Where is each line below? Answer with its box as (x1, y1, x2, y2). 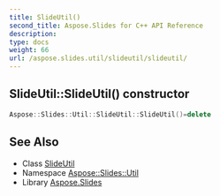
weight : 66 (9, 46, 49, 55)
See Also (9, 134, 59, 150)
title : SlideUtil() (9, 12, 81, 22)
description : (9, 29, 57, 38)
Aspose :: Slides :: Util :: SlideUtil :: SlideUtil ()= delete (9, 109, 212, 119)
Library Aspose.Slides (21, 177, 102, 187)
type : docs (9, 37, 49, 47)
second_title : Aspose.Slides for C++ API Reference (9, 21, 203, 30)
